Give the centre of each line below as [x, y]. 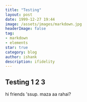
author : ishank [21, 57]
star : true [17, 47]
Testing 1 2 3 [25, 82]
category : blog [21, 52]
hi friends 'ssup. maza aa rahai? [38, 94]
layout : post [19, 15]
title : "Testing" [23, 10]
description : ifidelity [30, 62]
